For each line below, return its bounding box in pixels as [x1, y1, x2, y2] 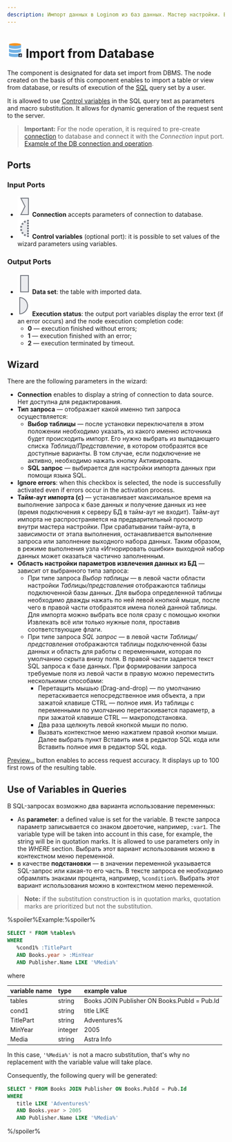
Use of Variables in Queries [7, 783, 127, 795]
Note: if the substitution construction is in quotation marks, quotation [23, 895, 221, 903]
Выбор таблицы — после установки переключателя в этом [27, 420, 204, 428]
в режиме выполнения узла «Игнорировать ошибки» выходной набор [17, 544, 225, 553]
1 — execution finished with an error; [27, 332, 133, 340]
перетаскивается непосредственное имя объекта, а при [37, 692, 206, 700]
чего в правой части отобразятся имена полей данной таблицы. [27, 603, 217, 611]
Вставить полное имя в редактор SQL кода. [37, 743, 167, 751]
